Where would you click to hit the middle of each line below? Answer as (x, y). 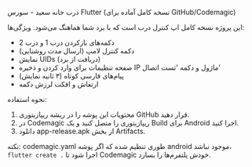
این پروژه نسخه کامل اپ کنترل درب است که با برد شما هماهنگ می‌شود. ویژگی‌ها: (126, 27)
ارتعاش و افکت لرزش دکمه (58, 84)
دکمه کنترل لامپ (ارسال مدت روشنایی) (77, 51)
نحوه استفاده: (27, 99)
